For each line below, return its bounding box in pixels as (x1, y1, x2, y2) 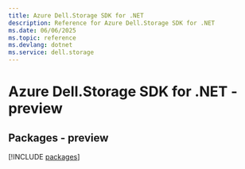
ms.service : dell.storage (8, 48, 94, 56)
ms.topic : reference (8, 33, 77, 42)
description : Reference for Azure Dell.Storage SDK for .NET (8, 19, 216, 27)
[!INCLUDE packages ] (8, 152, 80, 161)
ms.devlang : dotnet (8, 41, 73, 49)
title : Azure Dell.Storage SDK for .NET (8, 11, 145, 20)
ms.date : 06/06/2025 (8, 26, 77, 34)
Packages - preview (8, 131, 109, 144)
